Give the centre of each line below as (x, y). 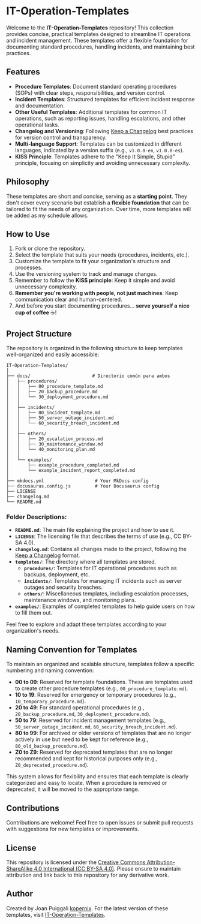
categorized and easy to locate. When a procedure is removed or (87, 783)
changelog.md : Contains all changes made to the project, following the (101, 549)
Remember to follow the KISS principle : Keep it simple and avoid (95, 281)
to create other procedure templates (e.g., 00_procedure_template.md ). (101, 688)
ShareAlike (19, 868)
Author (19, 894)
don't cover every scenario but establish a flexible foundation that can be (98, 203)
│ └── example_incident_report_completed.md (71, 471)
